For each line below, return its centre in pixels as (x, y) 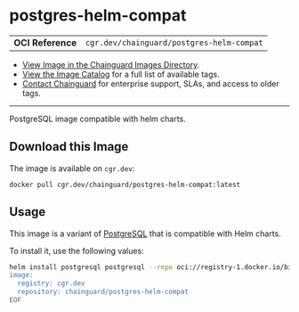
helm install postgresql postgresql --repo (91, 267)
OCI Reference (45, 43)
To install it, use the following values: (77, 250)
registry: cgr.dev (52, 283)
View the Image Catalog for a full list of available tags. (121, 74)
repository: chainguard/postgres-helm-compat (103, 292)
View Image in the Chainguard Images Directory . (111, 64)
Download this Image (69, 147)
